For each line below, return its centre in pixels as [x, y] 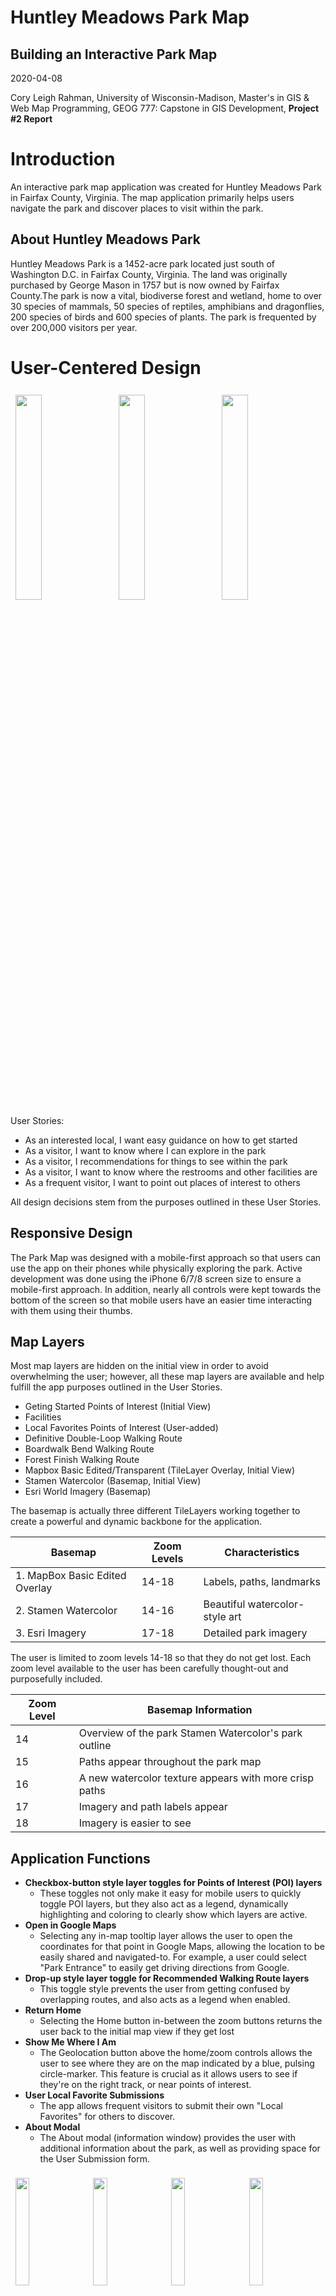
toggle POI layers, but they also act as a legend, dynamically [164, 1904]
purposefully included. [56, 1679]
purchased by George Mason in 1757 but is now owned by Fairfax [145, 285]
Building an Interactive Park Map [114, 54]
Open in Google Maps [70, 1925]
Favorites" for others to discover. [107, 2117]
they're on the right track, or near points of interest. [145, 2085]
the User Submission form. [94, 2159]
